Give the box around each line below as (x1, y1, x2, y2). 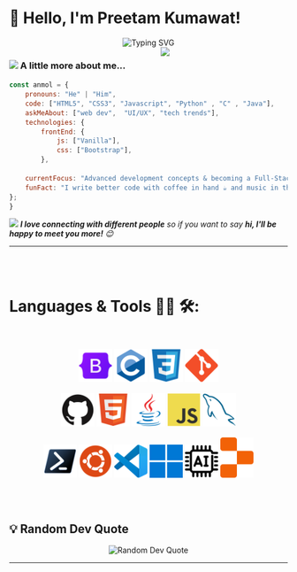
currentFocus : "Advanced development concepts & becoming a (25, 174, 251, 182)
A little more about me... (19, 59, 126, 72)
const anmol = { (9, 81, 69, 89)
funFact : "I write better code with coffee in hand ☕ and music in (25, 183, 278, 192)
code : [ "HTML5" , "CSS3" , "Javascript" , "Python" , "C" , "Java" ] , (25, 99, 275, 108)
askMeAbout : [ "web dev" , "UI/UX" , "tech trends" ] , (25, 108, 219, 118)
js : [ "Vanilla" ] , (56, 136, 121, 145)
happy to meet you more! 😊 (9, 228, 114, 239)
